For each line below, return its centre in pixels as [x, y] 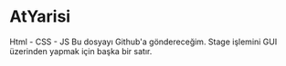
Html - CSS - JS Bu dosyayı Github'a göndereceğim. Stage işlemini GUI [143, 42]
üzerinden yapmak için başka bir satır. [81, 51]
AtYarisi [40, 17]
